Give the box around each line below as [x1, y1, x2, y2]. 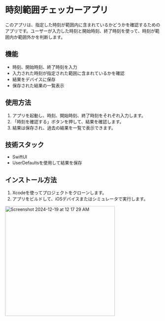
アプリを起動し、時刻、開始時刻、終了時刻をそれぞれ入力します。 [12, 112, 146, 119]
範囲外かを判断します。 [18, 34, 66, 40]
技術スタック [5, 140, 44, 149]
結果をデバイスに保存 [12, 76, 56, 82]
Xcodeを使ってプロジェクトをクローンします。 [12, 190, 107, 196]
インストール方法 [5, 176, 57, 184]
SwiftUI [12, 154, 28, 160]
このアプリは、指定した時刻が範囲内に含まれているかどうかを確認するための [5, 22, 161, 28]
